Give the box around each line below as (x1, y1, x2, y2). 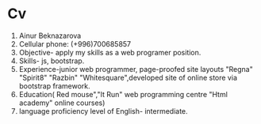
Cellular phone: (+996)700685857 (18, 39, 132, 48)
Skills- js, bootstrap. (18, 56, 85, 66)
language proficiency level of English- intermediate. (18, 106, 188, 115)
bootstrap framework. (18, 81, 90, 91)
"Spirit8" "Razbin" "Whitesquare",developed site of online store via (18, 73, 237, 82)
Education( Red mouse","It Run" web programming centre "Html (18, 89, 228, 99)
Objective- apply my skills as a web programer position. (18, 47, 202, 57)
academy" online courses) (18, 98, 106, 107)
